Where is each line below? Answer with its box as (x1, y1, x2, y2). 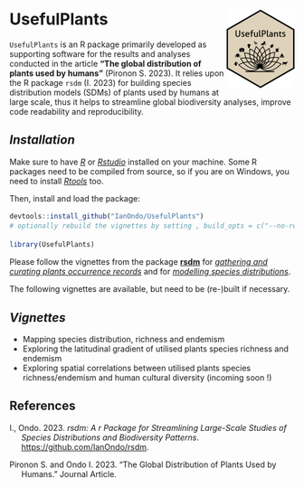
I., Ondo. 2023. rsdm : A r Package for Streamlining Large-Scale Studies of (9, 422, 287, 433)
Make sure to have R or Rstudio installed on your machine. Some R (9, 156, 258, 167)
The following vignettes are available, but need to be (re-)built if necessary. (9, 284, 290, 295)
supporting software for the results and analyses (9, 48, 191, 59)
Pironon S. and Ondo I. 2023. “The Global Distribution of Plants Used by (9, 459, 277, 470)
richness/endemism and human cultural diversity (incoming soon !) (22, 372, 272, 383)
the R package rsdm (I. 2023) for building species (9, 77, 192, 88)
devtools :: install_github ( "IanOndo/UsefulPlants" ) (9, 211, 204, 220)
